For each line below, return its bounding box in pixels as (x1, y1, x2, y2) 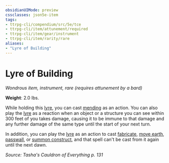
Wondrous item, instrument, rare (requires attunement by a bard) (5, 85, 142, 91)
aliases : (5, 41, 24, 46)
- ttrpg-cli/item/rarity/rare (5, 36, 70, 42)
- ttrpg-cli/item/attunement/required (5, 27, 88, 32)
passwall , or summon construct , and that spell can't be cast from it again (5, 136, 159, 142)
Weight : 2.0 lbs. (5, 94, 39, 100)
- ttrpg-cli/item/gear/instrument (5, 31, 79, 36)
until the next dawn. (5, 141, 47, 148)
